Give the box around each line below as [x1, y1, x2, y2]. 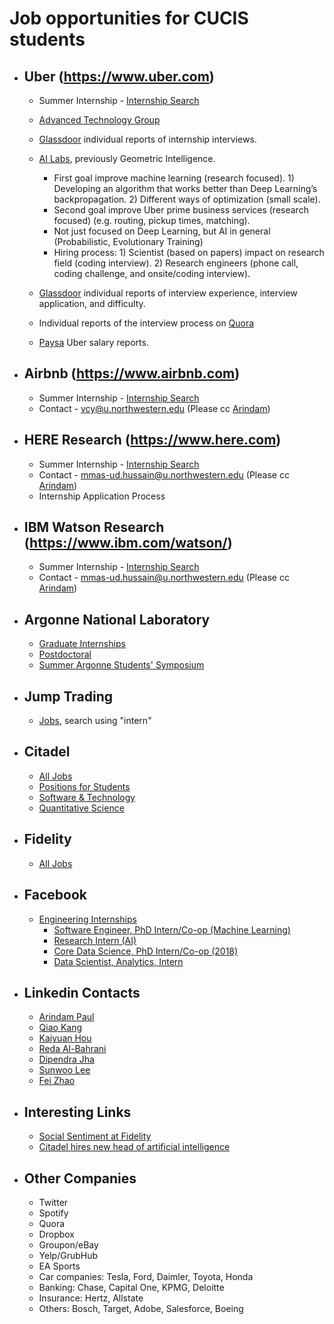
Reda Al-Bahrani [38, 1043, 107, 1055]
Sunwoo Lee [38, 1064, 91, 1076]
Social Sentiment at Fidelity [38, 1130, 152, 1142]
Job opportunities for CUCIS [9, 7, 249, 30]
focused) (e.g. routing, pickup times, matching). [53, 215, 251, 226]
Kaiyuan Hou [38, 1032, 92, 1044]
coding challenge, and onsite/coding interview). [53, 268, 251, 279]
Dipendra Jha [38, 1053, 95, 1066]
